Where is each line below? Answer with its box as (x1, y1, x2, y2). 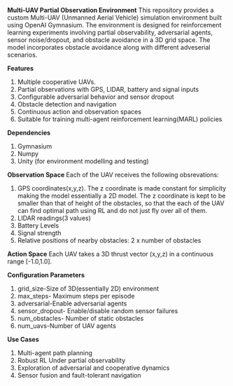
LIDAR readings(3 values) (17, 214, 91, 222)
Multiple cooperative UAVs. (17, 78, 96, 86)
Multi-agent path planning (17, 349, 93, 357)
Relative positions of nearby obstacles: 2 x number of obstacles (17, 236, 202, 244)
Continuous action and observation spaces (17, 108, 142, 116)
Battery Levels (17, 221, 59, 230)
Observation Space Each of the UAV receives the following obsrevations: (7, 171, 219, 179)
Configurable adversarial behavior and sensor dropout (17, 92, 174, 101)
